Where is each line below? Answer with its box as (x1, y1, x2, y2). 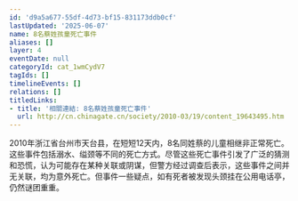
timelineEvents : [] (9, 79, 82, 88)
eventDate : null (9, 54, 69, 63)
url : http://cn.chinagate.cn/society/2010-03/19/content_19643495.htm (17, 112, 285, 121)
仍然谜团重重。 (9, 182, 64, 193)
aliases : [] (9, 37, 53, 47)
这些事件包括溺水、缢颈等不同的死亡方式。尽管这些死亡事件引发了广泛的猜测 (9, 149, 290, 160)
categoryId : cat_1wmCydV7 (9, 63, 105, 72)
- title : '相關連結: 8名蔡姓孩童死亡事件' (9, 104, 151, 113)
